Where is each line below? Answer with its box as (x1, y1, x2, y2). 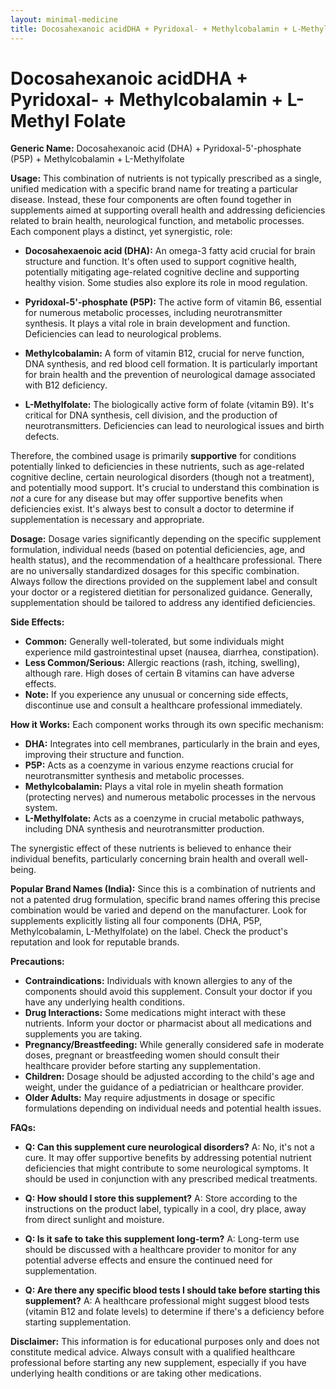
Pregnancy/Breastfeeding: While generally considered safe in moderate (24, 1039, 325, 1051)
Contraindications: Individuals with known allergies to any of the (24, 975, 293, 987)
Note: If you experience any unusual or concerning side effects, (24, 689, 289, 701)
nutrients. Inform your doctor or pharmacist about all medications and (24, 1017, 312, 1030)
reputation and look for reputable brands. (10, 936, 180, 948)
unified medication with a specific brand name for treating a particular (10, 183, 299, 195)
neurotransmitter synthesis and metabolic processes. (24, 770, 245, 782)
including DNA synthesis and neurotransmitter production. (24, 823, 265, 835)
